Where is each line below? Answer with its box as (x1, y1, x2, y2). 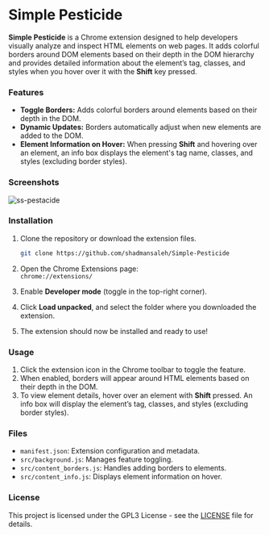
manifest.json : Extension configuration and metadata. (19, 446, 200, 456)
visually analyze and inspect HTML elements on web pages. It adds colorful (8, 40, 259, 50)
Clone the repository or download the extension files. (19, 233, 197, 243)
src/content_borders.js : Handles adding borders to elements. (19, 463, 227, 473)
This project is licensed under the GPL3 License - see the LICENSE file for (8, 510, 254, 520)
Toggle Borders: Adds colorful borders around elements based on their (19, 105, 258, 115)
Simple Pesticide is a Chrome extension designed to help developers (8, 32, 238, 42)
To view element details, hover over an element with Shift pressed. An (19, 391, 253, 400)
